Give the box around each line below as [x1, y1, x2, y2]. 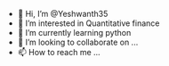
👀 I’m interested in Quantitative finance [17, 18, 160, 29]
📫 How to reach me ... [17, 47, 101, 57]
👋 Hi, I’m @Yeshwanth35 [17, 9, 109, 19]
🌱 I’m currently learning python [17, 28, 132, 37]
